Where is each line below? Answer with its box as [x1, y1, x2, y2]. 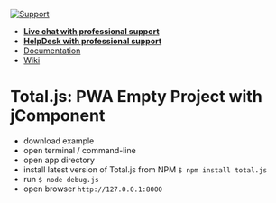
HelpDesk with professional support [23, 36, 162, 46]
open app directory [23, 154, 96, 165]
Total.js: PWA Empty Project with [10, 87, 262, 107]
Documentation [23, 45, 81, 56]
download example [23, 135, 95, 146]
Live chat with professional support [23, 26, 161, 36]
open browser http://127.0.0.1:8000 [23, 183, 163, 194]
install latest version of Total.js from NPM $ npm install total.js [23, 163, 268, 175]
